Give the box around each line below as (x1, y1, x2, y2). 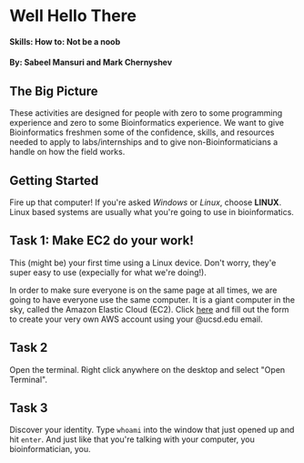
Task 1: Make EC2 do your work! (9, 233, 194, 249)
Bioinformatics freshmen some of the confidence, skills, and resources (9, 127, 275, 138)
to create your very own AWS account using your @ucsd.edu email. (9, 314, 263, 324)
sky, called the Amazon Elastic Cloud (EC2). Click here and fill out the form (9, 304, 289, 314)
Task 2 (9, 340, 48, 355)
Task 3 (9, 400, 48, 416)
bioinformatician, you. (9, 444, 91, 455)
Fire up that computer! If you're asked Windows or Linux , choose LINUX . (9, 197, 282, 208)
